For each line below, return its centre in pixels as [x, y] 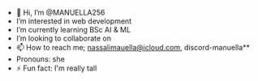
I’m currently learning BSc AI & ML [73, 30]
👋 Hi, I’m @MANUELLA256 [60, 13]
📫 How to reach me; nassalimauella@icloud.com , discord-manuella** [133, 47]
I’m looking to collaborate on [64, 38]
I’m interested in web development [74, 21]
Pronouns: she [40, 59]
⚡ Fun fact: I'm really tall [56, 68]
